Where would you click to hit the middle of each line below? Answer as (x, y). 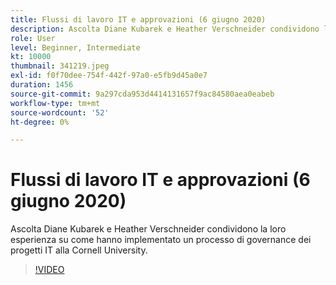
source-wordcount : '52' (60, 112)
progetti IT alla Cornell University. (79, 250)
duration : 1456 (42, 85)
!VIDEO (49, 270)
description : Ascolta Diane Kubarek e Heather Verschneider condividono (165, 29)
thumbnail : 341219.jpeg (60, 66)
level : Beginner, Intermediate (75, 47)
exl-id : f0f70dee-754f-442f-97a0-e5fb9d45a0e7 (109, 76)
